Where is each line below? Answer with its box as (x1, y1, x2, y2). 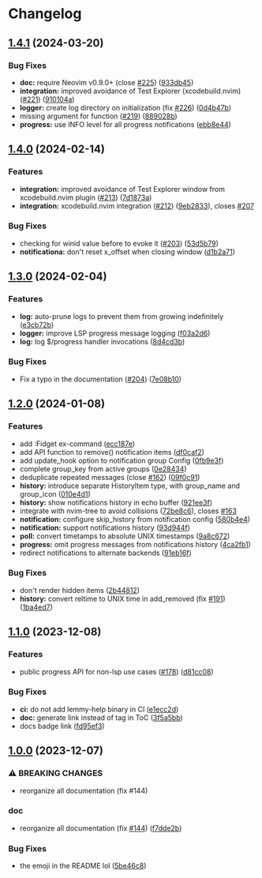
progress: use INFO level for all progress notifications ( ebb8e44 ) (19, 119, 231, 129)
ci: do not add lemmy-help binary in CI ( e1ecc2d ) (19, 704, 179, 714)
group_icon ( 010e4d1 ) (19, 489, 91, 498)
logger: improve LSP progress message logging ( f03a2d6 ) (19, 328, 211, 338)
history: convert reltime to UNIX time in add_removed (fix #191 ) (19, 594, 226, 603)
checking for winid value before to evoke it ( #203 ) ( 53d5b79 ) (19, 238, 219, 248)
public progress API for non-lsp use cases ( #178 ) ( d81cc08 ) (19, 666, 215, 676)
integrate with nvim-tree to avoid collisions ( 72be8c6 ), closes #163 (19, 506, 237, 516)
